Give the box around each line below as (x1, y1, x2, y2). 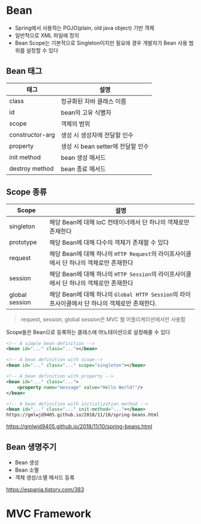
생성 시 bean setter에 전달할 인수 (60, 142, 150, 150)
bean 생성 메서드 (60, 153, 106, 162)
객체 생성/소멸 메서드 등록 (14, 474, 75, 481)
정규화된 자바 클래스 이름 (60, 97, 127, 105)
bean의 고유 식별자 (60, 108, 112, 117)
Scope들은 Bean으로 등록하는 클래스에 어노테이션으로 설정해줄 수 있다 (6, 328, 170, 335)
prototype (9, 238, 37, 246)
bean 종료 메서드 (60, 165, 106, 173)
